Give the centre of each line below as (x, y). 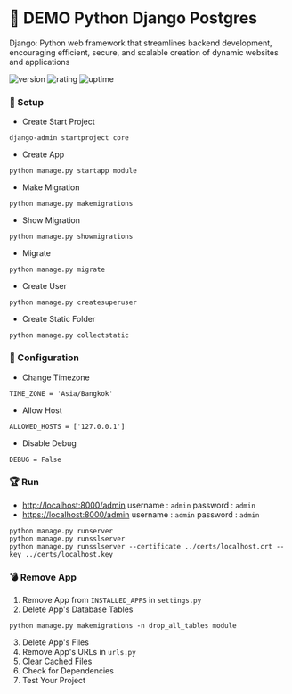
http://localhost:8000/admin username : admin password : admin (139, 505)
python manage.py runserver (61, 531)
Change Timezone (56, 377)
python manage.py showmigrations (71, 237)
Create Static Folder (59, 319)
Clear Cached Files (57, 661)
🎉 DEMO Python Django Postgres (134, 18)
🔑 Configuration (45, 358)
